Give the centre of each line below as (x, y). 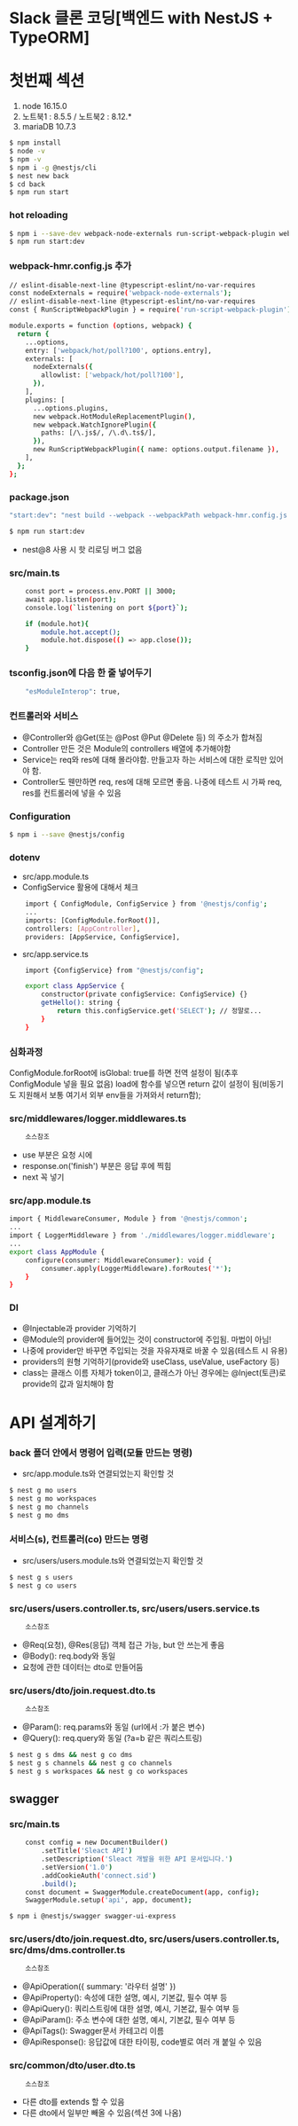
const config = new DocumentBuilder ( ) (97, 1843)
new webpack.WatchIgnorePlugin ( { (94, 425)
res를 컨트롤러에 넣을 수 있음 (71, 792)
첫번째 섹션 (47, 81)
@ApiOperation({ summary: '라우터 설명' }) (99, 1987)
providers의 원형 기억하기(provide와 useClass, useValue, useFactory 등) (151, 1361)
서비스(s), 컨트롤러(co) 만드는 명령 (79, 1540)
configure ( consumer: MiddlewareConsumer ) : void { (119, 1260)
